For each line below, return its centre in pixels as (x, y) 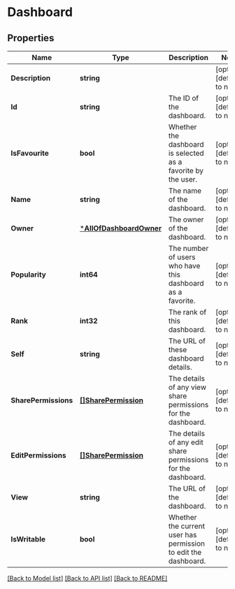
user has (183, 535)
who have (184, 266)
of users (182, 257)
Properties (31, 38)
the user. (183, 179)
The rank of (187, 312)
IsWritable (28, 539)
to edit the (185, 552)
